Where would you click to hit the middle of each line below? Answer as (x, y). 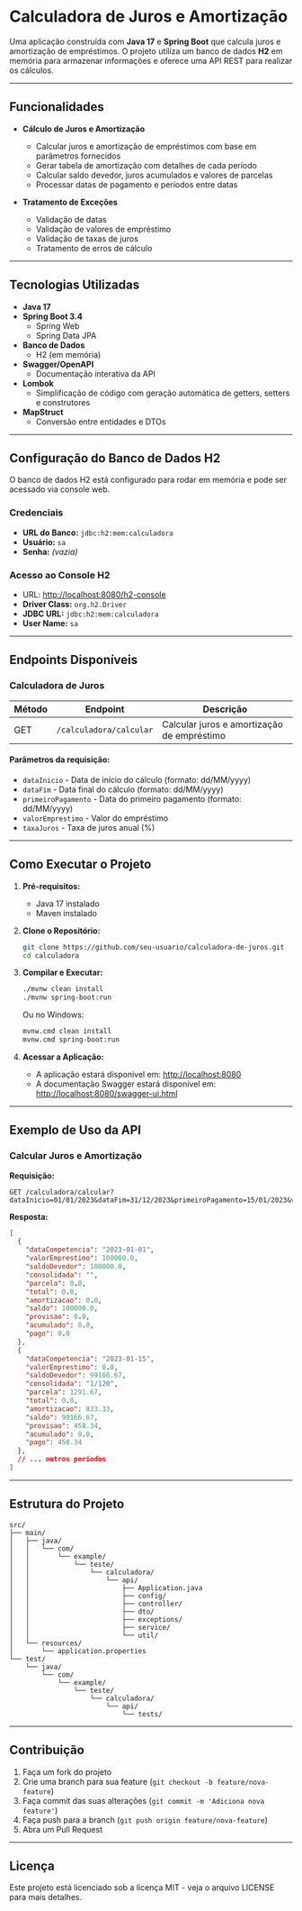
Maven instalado (66, 913)
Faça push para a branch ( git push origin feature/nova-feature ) (145, 1820)
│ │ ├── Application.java (106, 1588)
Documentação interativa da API (95, 373)
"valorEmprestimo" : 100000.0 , (82, 1259)
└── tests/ (142, 1714)
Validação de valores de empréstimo (103, 229)
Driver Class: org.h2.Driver (75, 604)
